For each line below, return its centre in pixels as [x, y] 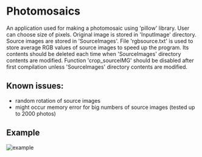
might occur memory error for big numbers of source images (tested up [105, 107]
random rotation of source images [58, 100]
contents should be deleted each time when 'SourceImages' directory [94, 54]
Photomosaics [44, 11]
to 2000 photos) [36, 113]
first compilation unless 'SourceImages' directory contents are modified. [97, 67]
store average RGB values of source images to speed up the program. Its [98, 47]
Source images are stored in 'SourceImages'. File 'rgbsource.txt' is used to [100, 41]
